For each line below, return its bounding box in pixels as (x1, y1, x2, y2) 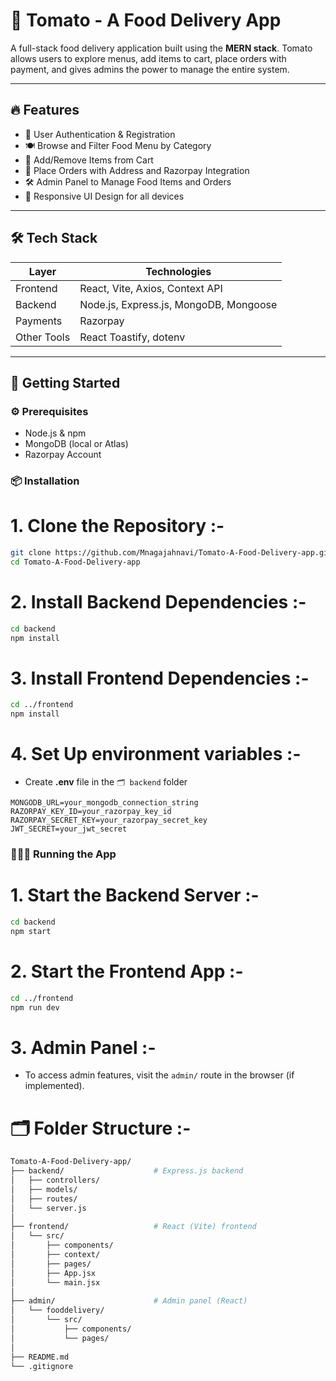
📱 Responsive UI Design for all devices (24, 190, 185, 202)
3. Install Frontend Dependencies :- (10, 667, 310, 689)
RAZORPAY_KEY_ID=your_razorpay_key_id (10, 807, 172, 817)
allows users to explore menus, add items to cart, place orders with (10, 52, 287, 64)
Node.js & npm (24, 427, 87, 439)
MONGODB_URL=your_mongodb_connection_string (10, 798, 199, 808)
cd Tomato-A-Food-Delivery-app (10, 557, 141, 567)
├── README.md (10, 1352, 70, 1362)
